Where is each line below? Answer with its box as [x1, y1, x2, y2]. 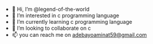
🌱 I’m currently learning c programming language [11, 18, 133, 25]
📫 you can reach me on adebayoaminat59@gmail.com [11, 32, 147, 38]
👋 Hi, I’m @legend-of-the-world [11, 6, 90, 12]
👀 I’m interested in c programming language [11, 12, 120, 19]
